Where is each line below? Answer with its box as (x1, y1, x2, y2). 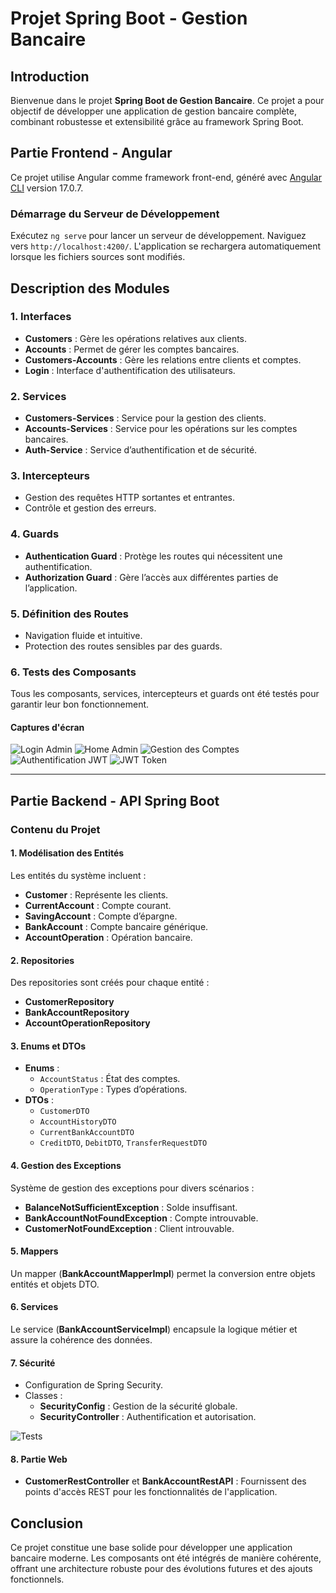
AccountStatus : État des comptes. (39, 1073, 181, 1085)
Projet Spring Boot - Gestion (10, 7, 248, 30)
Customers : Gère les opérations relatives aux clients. (24, 332, 248, 344)
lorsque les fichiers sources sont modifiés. (10, 251, 186, 263)
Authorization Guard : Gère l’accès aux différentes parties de (24, 571, 279, 583)
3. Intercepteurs (10, 469, 90, 483)
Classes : (24, 1390, 63, 1402)
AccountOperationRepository (24, 1017, 151, 1029)
